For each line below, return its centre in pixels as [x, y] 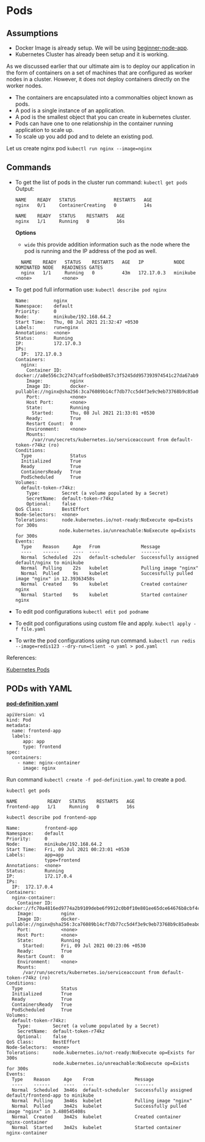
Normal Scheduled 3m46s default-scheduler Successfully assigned [102, 1090]
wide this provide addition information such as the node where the [107, 244]
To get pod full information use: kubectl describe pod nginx [91, 289]
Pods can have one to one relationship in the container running [94, 123]
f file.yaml [30, 629]
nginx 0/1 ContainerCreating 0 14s [84, 205]
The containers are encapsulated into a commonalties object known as [104, 97]
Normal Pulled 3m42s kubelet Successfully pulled [99, 1106]
